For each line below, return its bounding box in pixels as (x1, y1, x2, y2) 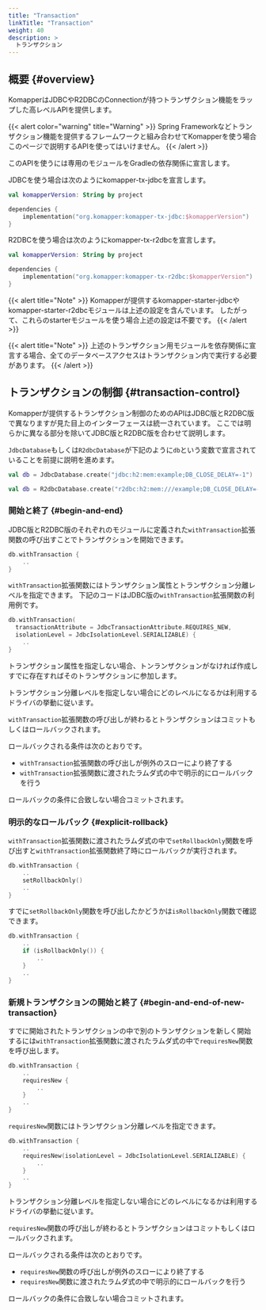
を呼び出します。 (8, 1045, 63, 1055)
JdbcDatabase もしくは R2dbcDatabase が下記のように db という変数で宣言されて (8, 445, 256, 454)
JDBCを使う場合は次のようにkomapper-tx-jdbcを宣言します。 (8, 175, 211, 185)
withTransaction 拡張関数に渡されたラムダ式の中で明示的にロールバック (19, 768, 253, 777)
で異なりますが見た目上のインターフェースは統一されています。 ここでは (8, 418, 245, 428)
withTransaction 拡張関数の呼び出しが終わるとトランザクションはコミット (8, 714, 249, 724)
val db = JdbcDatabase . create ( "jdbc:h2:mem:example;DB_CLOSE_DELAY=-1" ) (8, 471, 253, 479)
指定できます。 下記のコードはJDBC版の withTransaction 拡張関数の (28, 590, 248, 600)
